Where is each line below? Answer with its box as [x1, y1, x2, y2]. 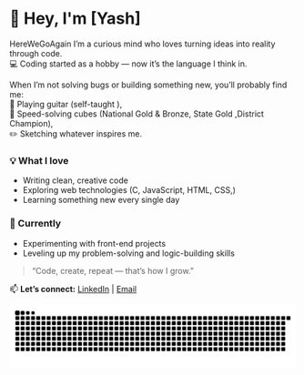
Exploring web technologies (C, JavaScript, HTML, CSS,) [22, 185, 237, 196]
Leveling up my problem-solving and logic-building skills [22, 248, 235, 258]
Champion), [9, 117, 54, 128]
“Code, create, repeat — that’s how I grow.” [31, 265, 194, 276]
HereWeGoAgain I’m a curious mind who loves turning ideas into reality [9, 38, 276, 49]
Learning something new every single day [22, 195, 180, 206]
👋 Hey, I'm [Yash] [9, 8, 141, 29]
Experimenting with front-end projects [22, 238, 167, 248]
